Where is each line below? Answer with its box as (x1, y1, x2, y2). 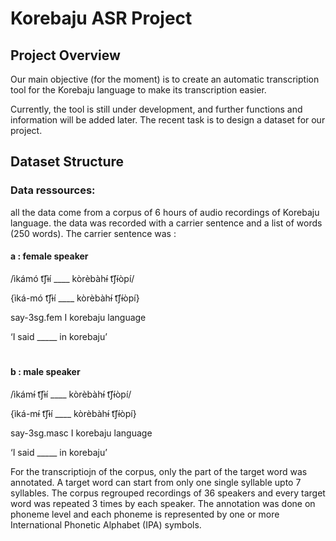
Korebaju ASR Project (10, 7, 193, 30)
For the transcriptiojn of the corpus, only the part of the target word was (10, 465, 308, 477)
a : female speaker (10, 250, 89, 262)
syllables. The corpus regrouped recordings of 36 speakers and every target (10, 487, 326, 499)
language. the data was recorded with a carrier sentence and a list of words (10, 217, 323, 229)
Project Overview (10, 47, 121, 64)
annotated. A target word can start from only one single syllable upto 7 (10, 476, 302, 488)
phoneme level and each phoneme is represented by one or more (10, 508, 280, 520)
